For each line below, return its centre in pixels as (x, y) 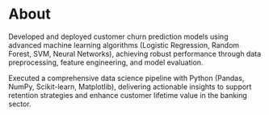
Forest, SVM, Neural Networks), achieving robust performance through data (135, 53)
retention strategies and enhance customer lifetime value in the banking (128, 95)
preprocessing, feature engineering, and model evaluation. (106, 62)
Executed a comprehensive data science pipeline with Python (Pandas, (126, 78)
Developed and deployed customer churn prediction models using (118, 36)
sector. (20, 104)
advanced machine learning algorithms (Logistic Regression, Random (124, 45)
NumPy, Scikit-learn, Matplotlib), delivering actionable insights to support (130, 87)
